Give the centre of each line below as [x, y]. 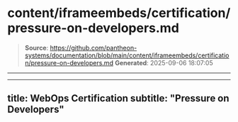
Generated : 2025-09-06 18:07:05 [164, 62]
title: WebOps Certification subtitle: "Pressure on [118, 98]
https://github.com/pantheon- [93, 48]
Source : [36, 48]
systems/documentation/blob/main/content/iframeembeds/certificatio [127, 55]
